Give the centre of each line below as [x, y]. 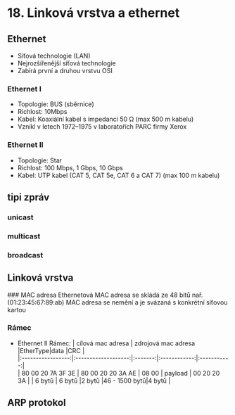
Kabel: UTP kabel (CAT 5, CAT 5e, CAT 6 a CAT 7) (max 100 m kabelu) [119, 175]
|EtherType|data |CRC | [51, 350]
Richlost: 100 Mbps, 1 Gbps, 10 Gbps [70, 167]
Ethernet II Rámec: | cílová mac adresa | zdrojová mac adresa [106, 343]
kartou [17, 309]
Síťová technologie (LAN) [54, 56]
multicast [24, 236]
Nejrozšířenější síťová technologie [66, 63]
